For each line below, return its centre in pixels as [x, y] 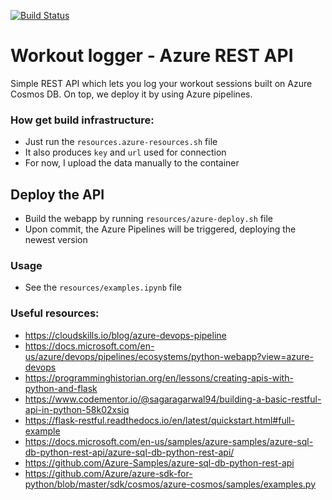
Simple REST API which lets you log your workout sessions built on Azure [161, 83]
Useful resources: [55, 313]
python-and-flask [61, 388]
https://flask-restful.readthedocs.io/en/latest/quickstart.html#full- [159, 420]
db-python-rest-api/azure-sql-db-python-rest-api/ [129, 452]
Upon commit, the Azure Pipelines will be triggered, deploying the [160, 229]
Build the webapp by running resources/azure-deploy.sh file [148, 219]
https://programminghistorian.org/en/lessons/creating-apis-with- [159, 377]
